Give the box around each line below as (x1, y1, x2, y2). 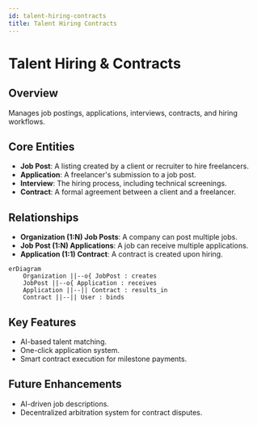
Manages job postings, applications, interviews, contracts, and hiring (8, 108, 238, 117)
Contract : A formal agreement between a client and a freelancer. (19, 187, 237, 197)
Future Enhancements (8, 377, 123, 391)
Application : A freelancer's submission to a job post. (19, 170, 196, 180)
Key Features (8, 315, 77, 329)
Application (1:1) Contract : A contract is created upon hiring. (19, 249, 224, 259)
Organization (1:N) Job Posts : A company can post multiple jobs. (19, 232, 238, 242)
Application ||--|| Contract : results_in (23, 287, 168, 295)
